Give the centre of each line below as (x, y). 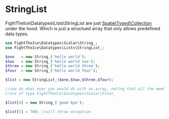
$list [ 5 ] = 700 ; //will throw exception (48, 111)
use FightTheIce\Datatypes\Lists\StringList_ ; (55, 48)
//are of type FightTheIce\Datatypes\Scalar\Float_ (60, 93)
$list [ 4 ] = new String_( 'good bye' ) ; (45, 102)
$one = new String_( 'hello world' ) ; (46, 57)
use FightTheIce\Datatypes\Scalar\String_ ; (52, 43)
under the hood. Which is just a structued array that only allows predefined (83, 28)
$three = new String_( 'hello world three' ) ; (53, 66)
